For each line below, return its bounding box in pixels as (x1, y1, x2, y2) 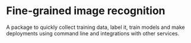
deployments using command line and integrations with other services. (6, 29, 180, 37)
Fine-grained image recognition (6, 4, 165, 18)
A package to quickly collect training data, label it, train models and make (6, 24, 185, 31)
